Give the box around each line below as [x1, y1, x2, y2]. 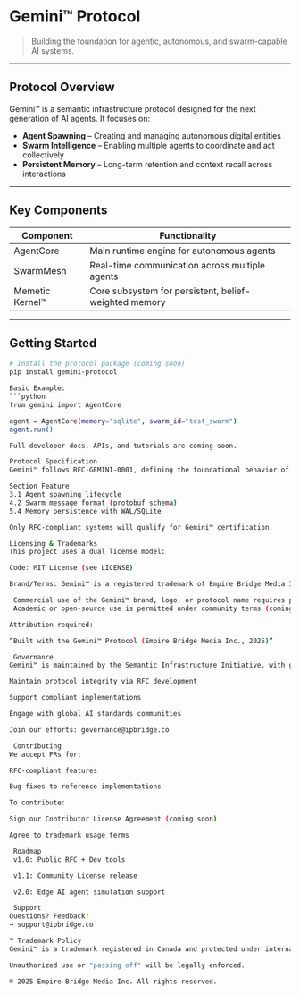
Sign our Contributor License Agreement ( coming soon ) [9, 814, 218, 824]
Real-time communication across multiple [88, 259, 266, 271]
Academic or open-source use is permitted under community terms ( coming [12, 604, 294, 613]
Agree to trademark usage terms [9, 830, 129, 839]
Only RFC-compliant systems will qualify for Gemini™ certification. [9, 523, 274, 532]
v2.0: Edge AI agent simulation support [12, 888, 166, 897]
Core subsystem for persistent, [88, 285, 220, 297]
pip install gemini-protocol [9, 368, 118, 377]
